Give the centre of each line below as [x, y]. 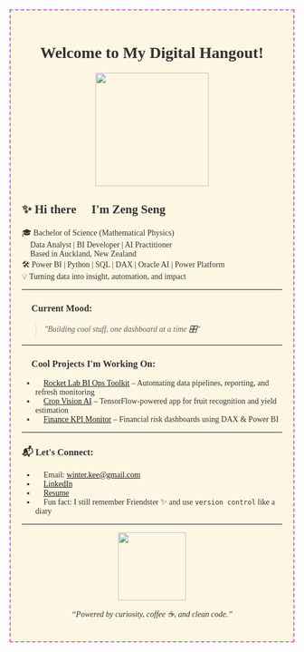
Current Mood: [62, 308]
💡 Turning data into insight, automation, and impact [104, 276]
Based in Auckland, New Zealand [84, 253]
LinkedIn [58, 484]
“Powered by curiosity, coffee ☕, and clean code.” [152, 614]
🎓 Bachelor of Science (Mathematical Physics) [98, 233]
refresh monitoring [65, 392]
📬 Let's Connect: [58, 453]
